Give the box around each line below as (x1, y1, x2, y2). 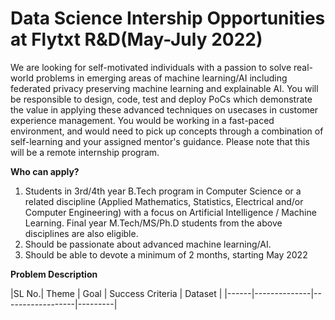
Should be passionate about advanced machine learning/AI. (24, 238, 272, 250)
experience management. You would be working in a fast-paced (10, 114, 275, 126)
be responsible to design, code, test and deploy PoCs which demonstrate (10, 93, 313, 105)
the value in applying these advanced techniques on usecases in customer (10, 103, 319, 116)
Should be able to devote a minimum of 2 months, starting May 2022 (24, 248, 308, 261)
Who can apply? (10, 165, 80, 177)
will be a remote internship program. (10, 146, 160, 158)
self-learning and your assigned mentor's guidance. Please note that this (10, 135, 310, 147)
